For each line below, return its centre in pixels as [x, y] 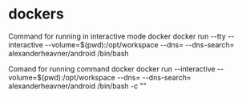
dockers [36, 14]
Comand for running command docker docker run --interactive [112, 68]
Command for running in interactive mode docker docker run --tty [117, 36]
